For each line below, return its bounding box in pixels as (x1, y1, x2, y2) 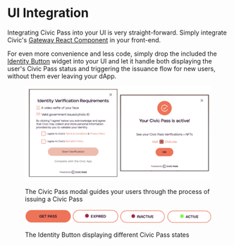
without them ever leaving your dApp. (7, 72, 117, 80)
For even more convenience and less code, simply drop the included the (7, 49, 217, 58)
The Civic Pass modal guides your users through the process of (25, 187, 210, 196)
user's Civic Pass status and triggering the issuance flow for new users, (7, 64, 216, 73)
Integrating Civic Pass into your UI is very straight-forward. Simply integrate (7, 28, 227, 37)
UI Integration (7, 5, 90, 21)
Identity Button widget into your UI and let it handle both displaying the (7, 56, 213, 65)
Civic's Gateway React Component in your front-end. (7, 35, 161, 44)
